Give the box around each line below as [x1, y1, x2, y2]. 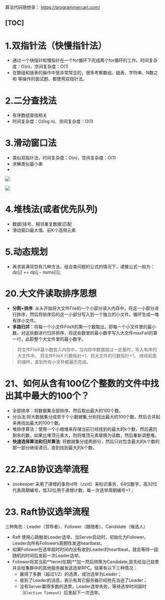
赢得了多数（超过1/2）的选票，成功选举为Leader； [19, 571, 122, 577]
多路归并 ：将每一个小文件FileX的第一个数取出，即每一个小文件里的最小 [12, 324, 157, 330]
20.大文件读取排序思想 [5, 288, 97, 300]
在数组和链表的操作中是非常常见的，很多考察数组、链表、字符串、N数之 [12, 70, 159, 75]
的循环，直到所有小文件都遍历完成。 [17, 359, 91, 365]
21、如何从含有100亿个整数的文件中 [5, 378, 151, 389]
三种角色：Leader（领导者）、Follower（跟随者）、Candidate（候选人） [5, 524, 148, 529]
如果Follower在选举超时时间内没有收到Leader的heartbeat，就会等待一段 [12, 546, 159, 552]
